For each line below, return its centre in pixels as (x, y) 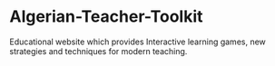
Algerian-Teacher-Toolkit (106, 17)
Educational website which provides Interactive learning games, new (137, 42)
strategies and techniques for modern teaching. (98, 51)
